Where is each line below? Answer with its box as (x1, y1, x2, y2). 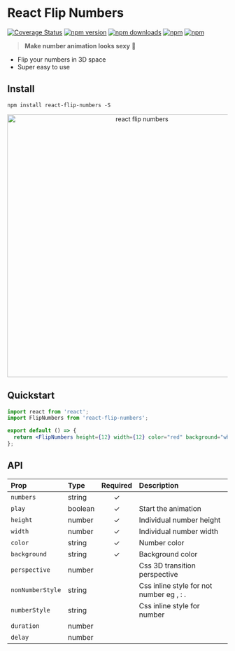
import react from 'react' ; (7, 408, 90, 415)
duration (10, 622, 40, 630)
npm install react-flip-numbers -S (7, 102, 111, 109)
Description (138, 480, 179, 490)
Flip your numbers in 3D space (17, 55, 106, 64)
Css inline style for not (138, 580, 213, 590)
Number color (138, 537, 185, 547)
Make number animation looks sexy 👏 (24, 41, 136, 50)
